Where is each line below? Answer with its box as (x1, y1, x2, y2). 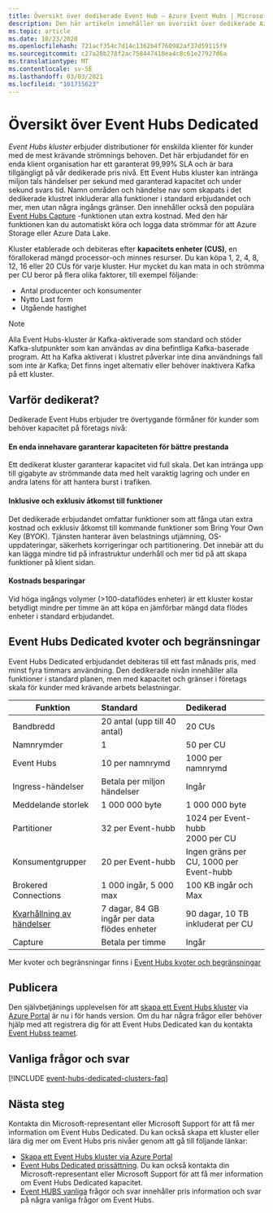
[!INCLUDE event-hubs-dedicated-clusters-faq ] (8, 1074, 168, 1084)
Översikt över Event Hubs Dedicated (8, 115, 259, 134)
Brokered (12, 879, 48, 891)
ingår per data (101, 913, 155, 924)
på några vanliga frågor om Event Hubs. (19, 1195, 154, 1205)
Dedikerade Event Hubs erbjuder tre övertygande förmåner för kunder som (8, 414, 259, 424)
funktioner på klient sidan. (8, 557, 96, 567)
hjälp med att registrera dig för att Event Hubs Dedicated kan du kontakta (8, 1019, 253, 1030)
